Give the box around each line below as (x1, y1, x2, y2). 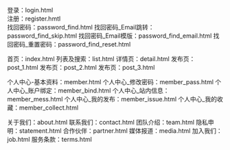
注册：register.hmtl (7, 14, 61, 23)
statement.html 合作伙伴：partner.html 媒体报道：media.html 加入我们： (19, 127, 222, 135)
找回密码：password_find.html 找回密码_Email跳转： (7, 23, 154, 31)
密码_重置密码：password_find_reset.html (12, 40, 131, 48)
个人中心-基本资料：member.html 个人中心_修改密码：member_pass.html (7, 78, 214, 86)
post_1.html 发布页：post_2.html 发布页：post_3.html (7, 64, 155, 71)
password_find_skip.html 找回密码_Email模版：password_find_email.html (7, 32, 212, 40)
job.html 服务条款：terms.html (7, 136, 93, 143)
